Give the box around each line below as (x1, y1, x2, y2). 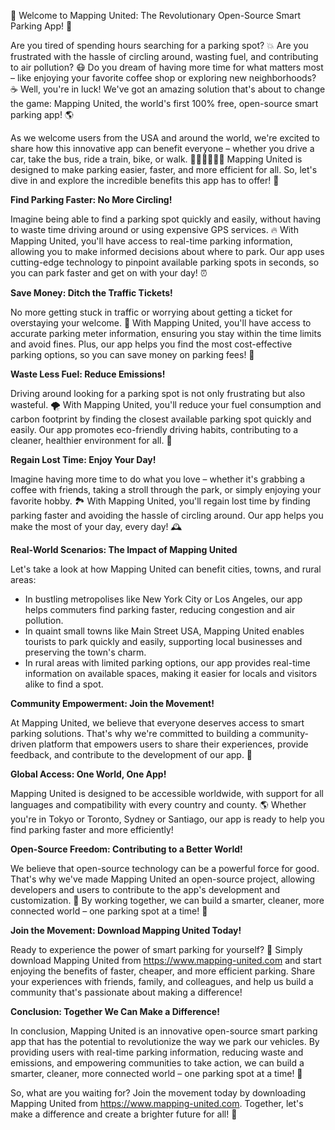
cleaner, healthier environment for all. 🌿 (10, 435, 173, 446)
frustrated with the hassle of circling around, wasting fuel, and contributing (10, 51, 319, 62)
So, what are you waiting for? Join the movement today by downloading (10, 1087, 306, 1099)
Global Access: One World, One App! (10, 768, 167, 780)
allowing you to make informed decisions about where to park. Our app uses (10, 246, 325, 257)
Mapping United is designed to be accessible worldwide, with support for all (10, 788, 324, 799)
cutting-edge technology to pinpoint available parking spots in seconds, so (10, 256, 320, 268)
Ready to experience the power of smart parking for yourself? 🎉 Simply (10, 944, 303, 955)
